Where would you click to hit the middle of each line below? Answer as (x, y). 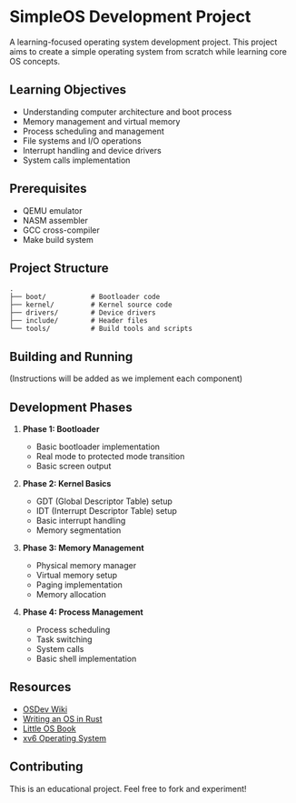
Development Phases (71, 407)
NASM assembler (55, 220)
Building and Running (71, 356)
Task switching (64, 639)
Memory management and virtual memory (101, 121)
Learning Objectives (68, 90)
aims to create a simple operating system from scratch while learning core (148, 51)
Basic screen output (74, 466)
